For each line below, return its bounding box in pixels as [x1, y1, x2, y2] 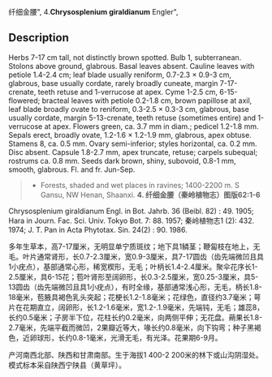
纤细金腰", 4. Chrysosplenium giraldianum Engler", [8, 7, 179, 16]
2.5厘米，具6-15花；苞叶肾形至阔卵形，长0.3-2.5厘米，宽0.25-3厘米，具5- [8, 272, 259, 281]
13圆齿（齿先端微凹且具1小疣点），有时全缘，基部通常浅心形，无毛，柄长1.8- [8, 282, 262, 292]
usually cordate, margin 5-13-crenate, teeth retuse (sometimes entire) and [8, 113, 257, 122]
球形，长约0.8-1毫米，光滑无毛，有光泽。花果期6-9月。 [36, 332, 222, 342]
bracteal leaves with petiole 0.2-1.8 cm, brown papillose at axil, [41, 96, 253, 105]
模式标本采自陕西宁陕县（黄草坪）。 [8, 360, 126, 370]
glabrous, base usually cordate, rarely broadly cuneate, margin [8, 78, 218, 88]
